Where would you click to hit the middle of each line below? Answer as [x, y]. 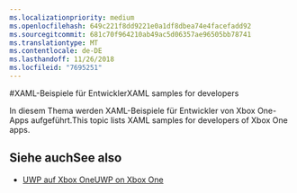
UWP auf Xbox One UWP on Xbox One [93, 180]
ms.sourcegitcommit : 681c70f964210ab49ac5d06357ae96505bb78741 [130, 34]
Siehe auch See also [66, 158]
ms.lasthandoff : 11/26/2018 [62, 59]
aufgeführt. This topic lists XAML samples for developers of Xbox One [159, 120]
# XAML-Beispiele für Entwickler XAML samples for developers [124, 93]
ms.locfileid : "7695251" [56, 68]
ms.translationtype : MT [54, 43]
